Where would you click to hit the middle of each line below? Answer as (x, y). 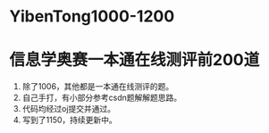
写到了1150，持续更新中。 (70, 120)
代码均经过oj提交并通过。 (69, 109)
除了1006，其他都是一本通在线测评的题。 (98, 87)
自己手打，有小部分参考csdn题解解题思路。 (102, 98)
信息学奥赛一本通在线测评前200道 (134, 60)
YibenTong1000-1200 (92, 17)
